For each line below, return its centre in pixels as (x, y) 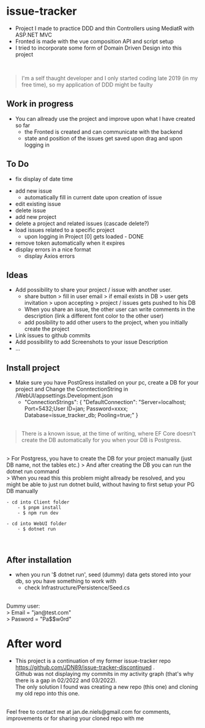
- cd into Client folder (38, 502)
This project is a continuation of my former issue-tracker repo (93, 661)
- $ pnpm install (39, 508)
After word (34, 644)
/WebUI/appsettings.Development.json (64, 396)
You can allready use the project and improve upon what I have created (105, 118)
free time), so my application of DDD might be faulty (87, 85)
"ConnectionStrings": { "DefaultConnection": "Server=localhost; (105, 402)
